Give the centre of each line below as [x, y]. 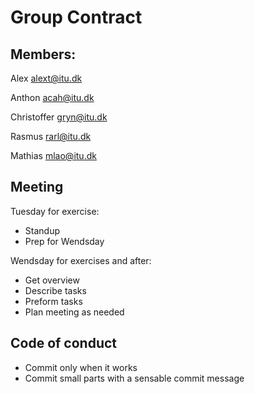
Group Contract [76, 17]
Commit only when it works [81, 367]
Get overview [52, 280]
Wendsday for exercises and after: [81, 260]
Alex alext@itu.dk [46, 78]
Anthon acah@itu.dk [52, 97]
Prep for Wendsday [64, 241]
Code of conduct [64, 343]
